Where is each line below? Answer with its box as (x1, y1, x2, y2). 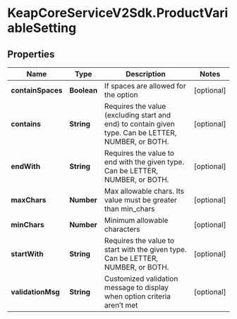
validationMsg (11, 287, 60, 296)
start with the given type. (104, 245, 187, 254)
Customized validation (104, 274, 178, 284)
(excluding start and (104, 110, 171, 120)
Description (126, 69, 166, 79)
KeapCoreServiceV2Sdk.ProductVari (7, 5, 229, 21)
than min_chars (104, 204, 155, 214)
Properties (7, 48, 55, 60)
